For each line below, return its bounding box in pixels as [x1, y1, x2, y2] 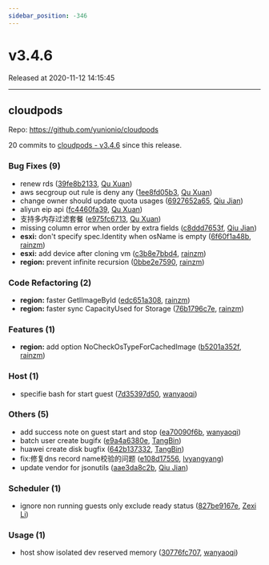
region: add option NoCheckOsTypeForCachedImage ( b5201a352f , [19, 342, 242, 352]
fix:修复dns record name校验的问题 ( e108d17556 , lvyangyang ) [19, 453, 224, 463]
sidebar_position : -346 [8, 11, 88, 20]
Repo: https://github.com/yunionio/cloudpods [8, 125, 159, 135]
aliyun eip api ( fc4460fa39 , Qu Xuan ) [19, 204, 143, 213]
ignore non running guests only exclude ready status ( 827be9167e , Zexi [19, 501, 257, 510]
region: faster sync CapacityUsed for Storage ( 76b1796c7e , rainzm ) [19, 303, 244, 313]
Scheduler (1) [8, 482, 62, 494]
